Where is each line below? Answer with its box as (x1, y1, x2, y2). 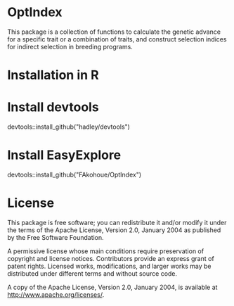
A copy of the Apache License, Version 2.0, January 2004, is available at (7, 283, 218, 291)
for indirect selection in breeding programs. (7, 42, 134, 51)
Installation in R (7, 68, 100, 83)
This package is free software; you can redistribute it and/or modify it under (7, 218, 227, 227)
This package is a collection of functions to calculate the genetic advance (7, 27, 221, 36)
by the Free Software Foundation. (7, 233, 104, 241)
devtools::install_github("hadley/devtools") (7, 122, 130, 131)
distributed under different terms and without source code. (7, 269, 178, 278)
